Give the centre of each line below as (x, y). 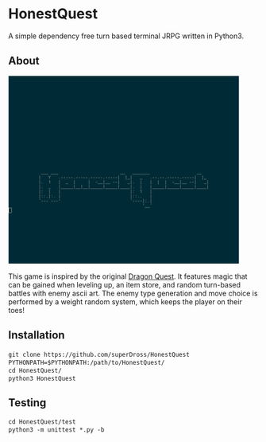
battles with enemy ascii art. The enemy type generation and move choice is (133, 293)
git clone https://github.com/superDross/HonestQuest (99, 354)
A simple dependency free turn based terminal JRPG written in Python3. (126, 36)
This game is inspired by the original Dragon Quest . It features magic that (128, 276)
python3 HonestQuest (42, 378)
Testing (27, 403)
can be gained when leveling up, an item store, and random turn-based (124, 284)
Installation (37, 335)
